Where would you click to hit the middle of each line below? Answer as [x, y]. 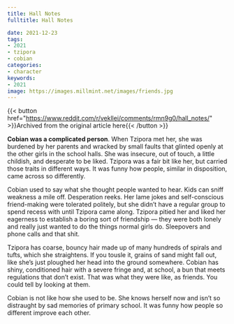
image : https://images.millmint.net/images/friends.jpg [90, 91]
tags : [15, 39]
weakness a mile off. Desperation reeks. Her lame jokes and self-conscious [116, 197]
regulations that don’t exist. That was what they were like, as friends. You [112, 277]
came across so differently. [46, 176]
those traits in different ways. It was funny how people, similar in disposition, [117, 169]
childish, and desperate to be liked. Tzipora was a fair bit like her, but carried [117, 162]
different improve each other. [49, 313]
